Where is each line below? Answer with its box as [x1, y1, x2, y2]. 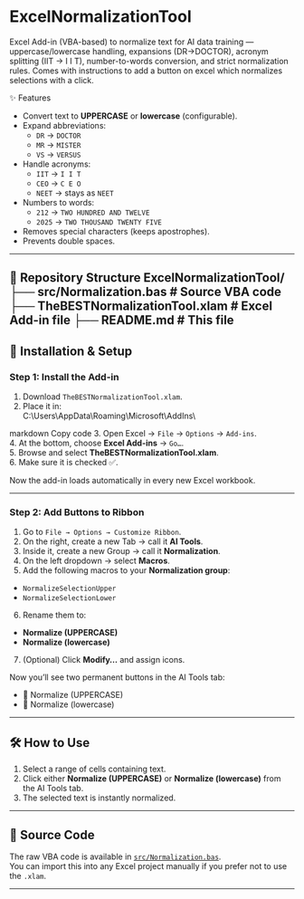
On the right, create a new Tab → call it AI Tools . [22, 536, 204, 547]
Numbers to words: [22, 196, 95, 207]
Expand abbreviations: [22, 120, 107, 130]
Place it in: [22, 401, 62, 412]
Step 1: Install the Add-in [9, 370, 119, 383]
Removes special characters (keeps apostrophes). [22, 225, 210, 236]
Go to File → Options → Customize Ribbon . [22, 527, 182, 538]
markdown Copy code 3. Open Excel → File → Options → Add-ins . [9, 428, 258, 439]
